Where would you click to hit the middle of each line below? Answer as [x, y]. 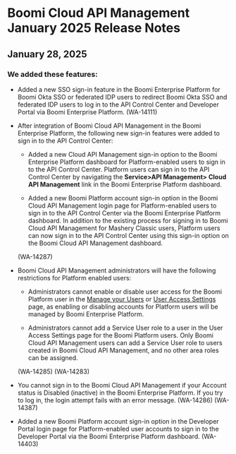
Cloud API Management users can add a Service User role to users [125, 342]
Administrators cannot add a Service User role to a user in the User [125, 328]
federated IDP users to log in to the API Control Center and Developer [118, 104]
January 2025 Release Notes [94, 28]
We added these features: [52, 74]
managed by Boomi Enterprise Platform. [86, 314]
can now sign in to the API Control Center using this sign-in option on [128, 235]
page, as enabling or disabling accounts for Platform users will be [123, 306]
